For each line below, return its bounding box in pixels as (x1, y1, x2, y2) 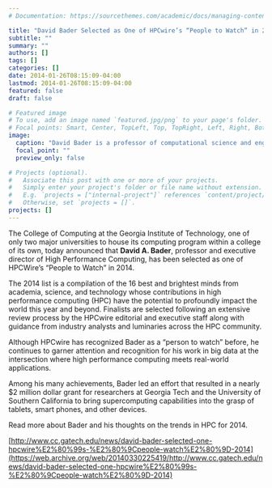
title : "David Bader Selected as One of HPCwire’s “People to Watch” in (8, 26, 259, 35)
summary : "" (8, 41, 49, 49)
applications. (8, 363, 51, 372)
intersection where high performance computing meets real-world (8, 354, 229, 364)
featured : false (8, 87, 63, 95)
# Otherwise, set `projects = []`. (8, 199, 136, 207)
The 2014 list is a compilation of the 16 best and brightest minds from (8, 278, 239, 288)
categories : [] (8, 64, 60, 73)
